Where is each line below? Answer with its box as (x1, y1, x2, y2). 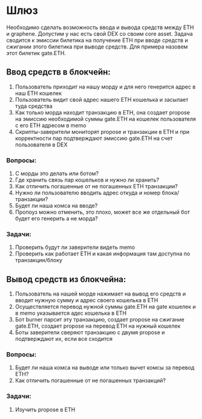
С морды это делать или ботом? (15, 170, 99, 177)
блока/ (161, 189, 180, 197)
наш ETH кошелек (15, 89, 62, 97)
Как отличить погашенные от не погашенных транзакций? (15, 377, 166, 384)
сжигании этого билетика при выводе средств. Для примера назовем (6, 43, 188, 50)
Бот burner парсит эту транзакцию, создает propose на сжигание (15, 316, 184, 323)
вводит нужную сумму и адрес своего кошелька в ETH (15, 297, 158, 304)
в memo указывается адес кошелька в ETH (15, 309, 127, 317)
